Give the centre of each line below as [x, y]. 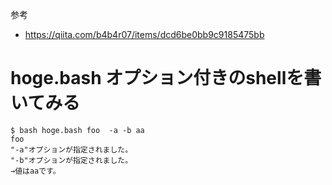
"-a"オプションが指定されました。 [71, 149]
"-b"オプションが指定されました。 [71, 160]
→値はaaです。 [35, 171]
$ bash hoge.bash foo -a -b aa [77, 130]
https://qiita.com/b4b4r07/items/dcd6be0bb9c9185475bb [144, 34]
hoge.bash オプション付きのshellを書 [166, 78]
